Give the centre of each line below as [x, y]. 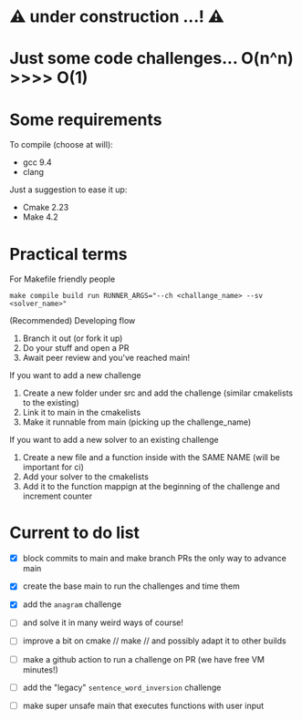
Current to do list [74, 533]
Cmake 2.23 [46, 208]
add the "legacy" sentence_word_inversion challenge [122, 687]
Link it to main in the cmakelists [82, 413]
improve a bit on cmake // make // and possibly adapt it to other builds [154, 641]
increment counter [57, 496]
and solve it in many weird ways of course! [103, 622]
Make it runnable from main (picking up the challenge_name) [137, 422]
